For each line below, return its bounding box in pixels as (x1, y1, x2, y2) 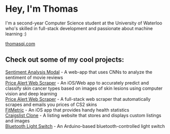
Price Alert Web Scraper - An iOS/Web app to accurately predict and (5, 79, 149, 86)
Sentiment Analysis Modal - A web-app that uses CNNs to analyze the (5, 69, 153, 75)
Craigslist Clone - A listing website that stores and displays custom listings (5, 112, 161, 118)
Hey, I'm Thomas (5, 3, 78, 15)
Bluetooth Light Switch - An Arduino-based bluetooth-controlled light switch (5, 123, 165, 129)
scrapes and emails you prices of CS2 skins (5, 101, 98, 108)
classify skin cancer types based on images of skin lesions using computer (5, 85, 163, 91)
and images (5, 118, 30, 124)
